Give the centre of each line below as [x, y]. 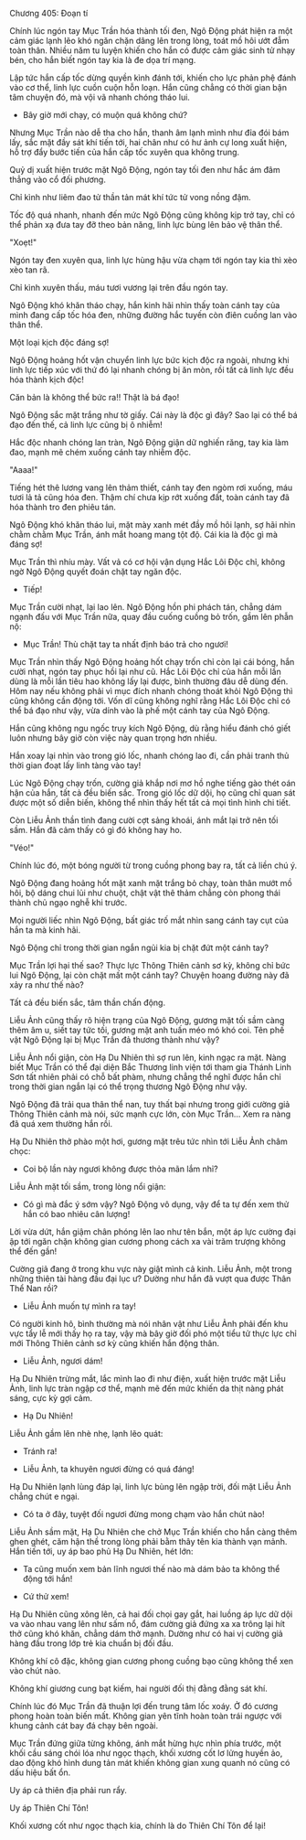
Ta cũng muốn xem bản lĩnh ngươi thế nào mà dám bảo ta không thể [151, 1569]
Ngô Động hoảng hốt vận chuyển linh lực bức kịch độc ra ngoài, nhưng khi [149, 360]
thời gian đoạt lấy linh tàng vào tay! [75, 765]
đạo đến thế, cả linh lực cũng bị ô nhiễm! [86, 425]
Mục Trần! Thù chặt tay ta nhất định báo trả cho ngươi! [125, 644]
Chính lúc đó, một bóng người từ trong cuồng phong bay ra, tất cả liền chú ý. [153, 865]
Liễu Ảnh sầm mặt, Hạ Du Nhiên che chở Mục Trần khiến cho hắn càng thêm [153, 1532]
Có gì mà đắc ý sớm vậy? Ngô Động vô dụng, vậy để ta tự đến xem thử [156, 1204]
